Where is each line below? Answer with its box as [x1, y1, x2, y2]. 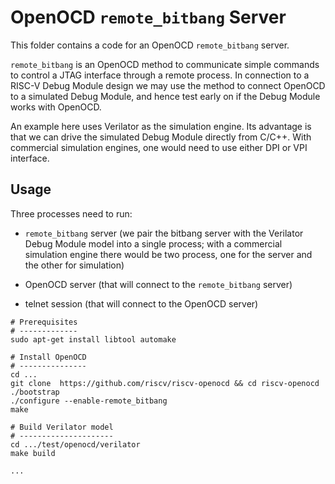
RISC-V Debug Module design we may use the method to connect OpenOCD [10, 79, 326, 91]
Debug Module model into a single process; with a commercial [24, 237, 283, 250]
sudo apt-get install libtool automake [10, 334, 177, 345]
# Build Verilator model [10, 422, 114, 432]
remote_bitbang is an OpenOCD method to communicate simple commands [10, 58, 320, 70]
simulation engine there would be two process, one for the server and [24, 248, 313, 260]
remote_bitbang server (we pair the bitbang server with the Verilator [24, 227, 304, 239]
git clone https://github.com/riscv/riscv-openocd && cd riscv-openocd [10, 378, 320, 388]
